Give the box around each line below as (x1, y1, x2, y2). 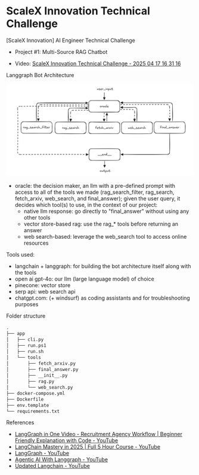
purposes (14, 301, 39, 307)
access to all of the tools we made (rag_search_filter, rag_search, (14, 188, 175, 196)
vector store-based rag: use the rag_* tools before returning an (23, 220, 179, 227)
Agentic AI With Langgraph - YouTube (14, 456, 108, 463)
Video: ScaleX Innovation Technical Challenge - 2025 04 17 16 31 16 (14, 60, 181, 67)
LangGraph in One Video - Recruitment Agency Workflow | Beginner (14, 431, 183, 437)
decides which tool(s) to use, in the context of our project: (14, 202, 158, 208)
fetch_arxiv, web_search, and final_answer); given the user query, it (14, 195, 181, 202)
